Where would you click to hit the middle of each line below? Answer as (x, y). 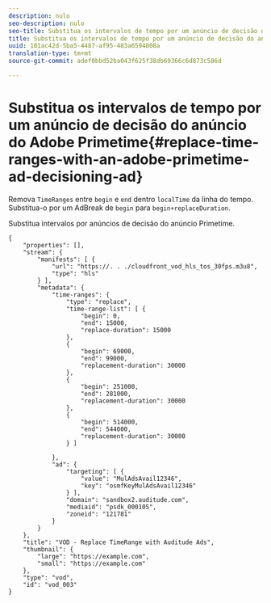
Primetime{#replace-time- (169, 143)
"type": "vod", (48, 578)
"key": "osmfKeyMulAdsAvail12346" (138, 486)
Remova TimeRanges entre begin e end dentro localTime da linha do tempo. (131, 199)
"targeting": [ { (95, 471)
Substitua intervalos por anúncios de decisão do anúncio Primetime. (122, 223)
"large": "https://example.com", (94, 556)
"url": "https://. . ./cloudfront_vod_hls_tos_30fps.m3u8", (154, 266)
